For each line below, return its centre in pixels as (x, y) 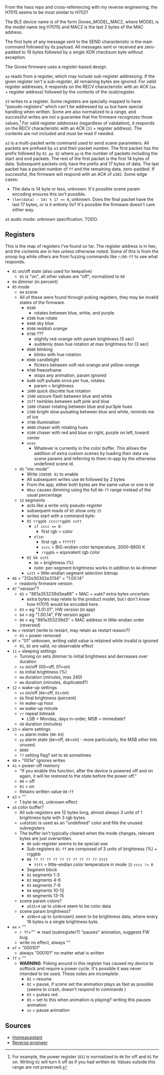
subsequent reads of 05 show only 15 (64, 511)
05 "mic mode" (34, 469)
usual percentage (44, 495)
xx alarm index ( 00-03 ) (42, 735)
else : (39, 537)
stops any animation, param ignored (70, 375)
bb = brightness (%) (54, 563)
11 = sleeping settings (34, 651)
